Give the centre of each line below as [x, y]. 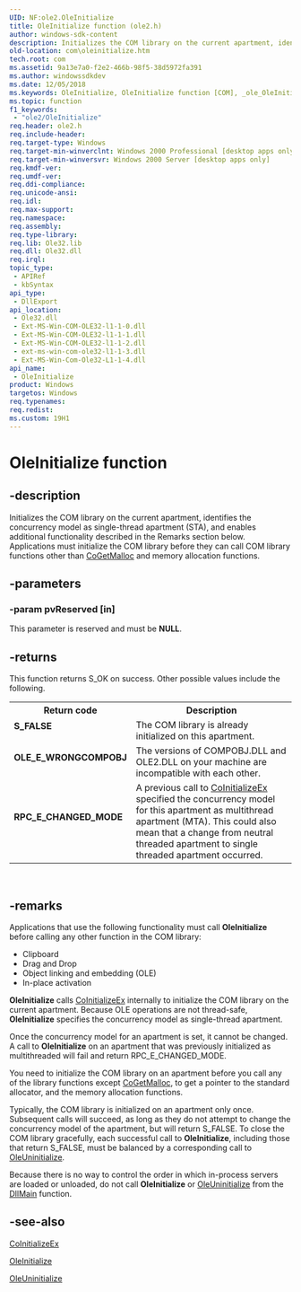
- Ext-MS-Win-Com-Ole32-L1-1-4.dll [79, 360]
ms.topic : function [46, 101]
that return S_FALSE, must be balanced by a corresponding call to [131, 1147]
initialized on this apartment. [195, 736]
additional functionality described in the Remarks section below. [128, 536]
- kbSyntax [33, 285]
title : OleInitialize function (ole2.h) [86, 26]
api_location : [36, 310]
